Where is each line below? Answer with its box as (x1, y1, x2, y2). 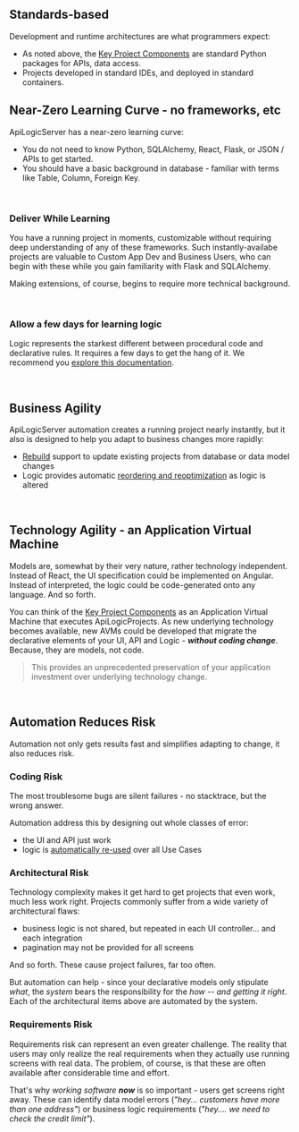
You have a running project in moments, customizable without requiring (9, 232, 272, 243)
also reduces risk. (9, 747, 75, 759)
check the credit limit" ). (9, 1113, 96, 1124)
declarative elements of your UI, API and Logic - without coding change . (9, 634, 278, 645)
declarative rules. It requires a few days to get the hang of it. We (9, 348, 245, 359)
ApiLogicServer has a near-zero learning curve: (9, 126, 185, 137)
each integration (21, 932, 83, 943)
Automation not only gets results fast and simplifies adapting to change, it (9, 738, 280, 749)
